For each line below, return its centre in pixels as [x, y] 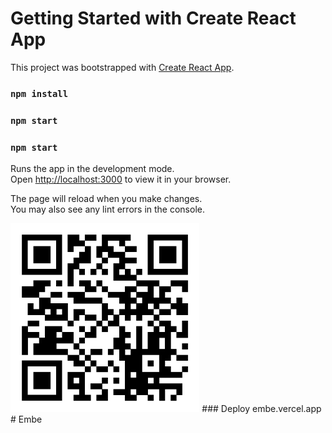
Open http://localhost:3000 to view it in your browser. [121, 179]
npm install [39, 93]
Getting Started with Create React [153, 18]
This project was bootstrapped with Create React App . [122, 67]
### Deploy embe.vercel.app [261, 409]
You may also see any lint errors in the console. [107, 209]
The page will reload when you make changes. [106, 199]
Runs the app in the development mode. [92, 169]
